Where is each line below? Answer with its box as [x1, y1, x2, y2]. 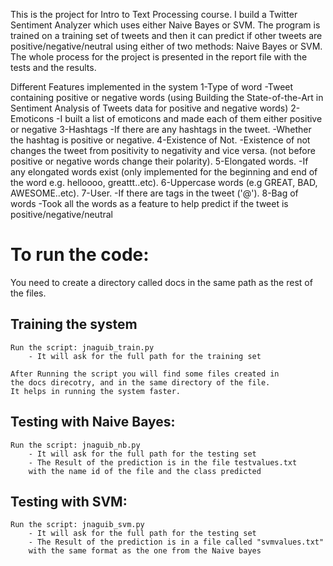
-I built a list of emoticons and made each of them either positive [56, 113, 323, 124]
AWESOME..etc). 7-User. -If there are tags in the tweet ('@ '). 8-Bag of [10, 187, 299, 199]
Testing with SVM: [10, 493, 128, 510]
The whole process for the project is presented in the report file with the [10, 51, 308, 63]
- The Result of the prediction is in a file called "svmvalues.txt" [28, 537, 325, 548]
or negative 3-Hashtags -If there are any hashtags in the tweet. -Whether [10, 124, 312, 135]
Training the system [10, 316, 138, 333]
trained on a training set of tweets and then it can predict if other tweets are [10, 30, 323, 41]
